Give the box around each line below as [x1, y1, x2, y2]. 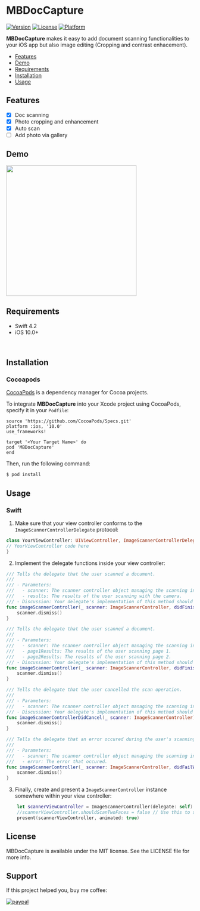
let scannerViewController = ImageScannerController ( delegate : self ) [17, 804, 193, 810]
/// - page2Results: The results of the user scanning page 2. [6, 654, 171, 660]
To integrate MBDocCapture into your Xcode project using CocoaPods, [6, 400, 182, 407]
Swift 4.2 [14, 322, 37, 329]
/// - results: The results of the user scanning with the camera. [6, 593, 183, 599]
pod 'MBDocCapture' [6, 444, 55, 450]
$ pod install [6, 472, 42, 478]
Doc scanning [14, 111, 49, 118]
